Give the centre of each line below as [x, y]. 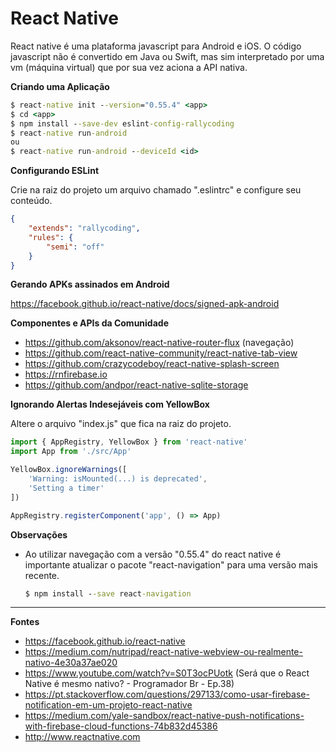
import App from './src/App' [71, 452]
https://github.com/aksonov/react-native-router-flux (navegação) [159, 343]
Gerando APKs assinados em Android [90, 284]
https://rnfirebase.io [66, 374]
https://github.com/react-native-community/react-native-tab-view [161, 353]
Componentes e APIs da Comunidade [89, 323]
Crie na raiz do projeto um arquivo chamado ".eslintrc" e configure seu [156, 190]
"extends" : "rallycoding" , [84, 228]
